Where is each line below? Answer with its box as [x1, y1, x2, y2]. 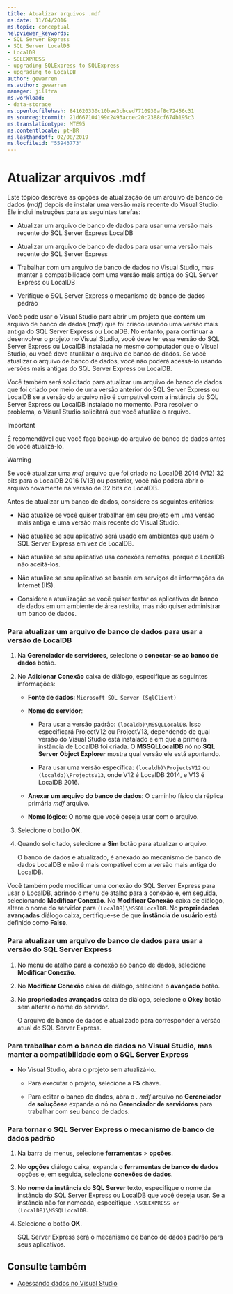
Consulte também [7, 1261, 87, 1272]
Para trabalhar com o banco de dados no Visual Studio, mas [7, 1041, 213, 1051]
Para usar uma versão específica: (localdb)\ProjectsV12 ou [38, 763, 211, 772]
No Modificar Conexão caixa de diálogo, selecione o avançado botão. [17, 981, 220, 990]
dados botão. [17, 659, 56, 667]
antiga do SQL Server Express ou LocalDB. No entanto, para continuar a [7, 327, 214, 336]
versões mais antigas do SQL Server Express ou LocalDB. [7, 364, 172, 373]
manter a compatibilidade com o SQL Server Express [7, 1049, 189, 1059]
